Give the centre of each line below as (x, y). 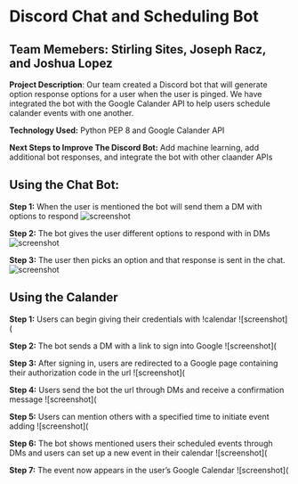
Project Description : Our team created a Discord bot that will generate (139, 85)
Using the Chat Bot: (64, 185)
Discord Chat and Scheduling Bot (134, 16)
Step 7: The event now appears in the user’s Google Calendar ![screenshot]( (149, 470)
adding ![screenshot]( (49, 426)
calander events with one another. (72, 113)
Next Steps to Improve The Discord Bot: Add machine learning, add (134, 148)
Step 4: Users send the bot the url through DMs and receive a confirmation (147, 390)
